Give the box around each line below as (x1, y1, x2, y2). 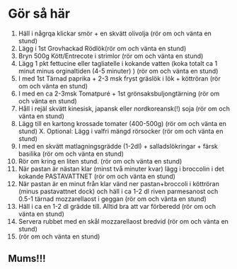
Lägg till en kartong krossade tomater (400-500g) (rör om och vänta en (18, 119, 227, 127)
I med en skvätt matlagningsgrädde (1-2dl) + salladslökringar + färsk (18, 142, 218, 150)
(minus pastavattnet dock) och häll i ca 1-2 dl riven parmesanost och (18, 187, 219, 195)
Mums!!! (8, 253, 46, 265)
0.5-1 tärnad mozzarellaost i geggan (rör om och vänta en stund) (18, 194, 207, 203)
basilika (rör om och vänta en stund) (18, 149, 125, 158)
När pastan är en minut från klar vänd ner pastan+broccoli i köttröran (18, 179, 220, 188)
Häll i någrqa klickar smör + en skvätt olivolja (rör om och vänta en (18, 29, 212, 38)
